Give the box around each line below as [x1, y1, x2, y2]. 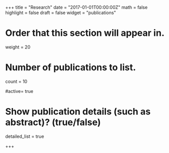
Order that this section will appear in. [5, 27, 165, 39]
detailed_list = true [5, 133, 44, 139]
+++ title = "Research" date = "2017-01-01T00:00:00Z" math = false [5, 5, 148, 10]
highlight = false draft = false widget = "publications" [5, 10, 116, 16]
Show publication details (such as [5, 106, 151, 118]
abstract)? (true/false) [5, 117, 101, 128]
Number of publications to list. [5, 62, 136, 73]
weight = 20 [5, 44, 30, 50]
